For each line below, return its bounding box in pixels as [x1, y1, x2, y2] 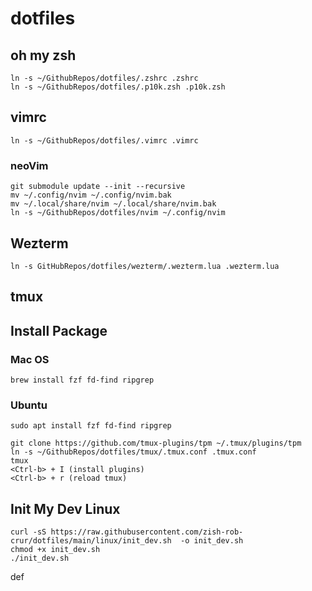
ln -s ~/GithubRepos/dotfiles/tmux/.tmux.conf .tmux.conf [10, 447, 257, 457]
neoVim [10, 158, 49, 172]
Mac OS [10, 352, 50, 366]
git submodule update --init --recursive [10, 182, 186, 192]
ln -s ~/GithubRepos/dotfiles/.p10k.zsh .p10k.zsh [10, 82, 226, 92]
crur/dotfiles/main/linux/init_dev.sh [10, 536, 172, 546]
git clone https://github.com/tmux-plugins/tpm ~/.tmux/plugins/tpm [10, 438, 302, 449]
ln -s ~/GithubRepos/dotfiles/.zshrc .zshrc [10, 73, 199, 83]
